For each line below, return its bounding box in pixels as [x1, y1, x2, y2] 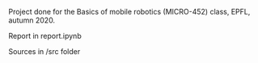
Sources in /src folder [8, 47, 81, 56]
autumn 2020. [8, 15, 55, 25]
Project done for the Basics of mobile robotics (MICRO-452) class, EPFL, [8, 7, 251, 16]
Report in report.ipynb [8, 31, 82, 40]
